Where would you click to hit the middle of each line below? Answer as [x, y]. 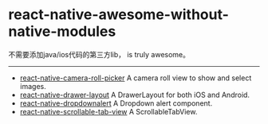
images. [33, 86]
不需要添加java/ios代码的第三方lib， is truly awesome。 [99, 54]
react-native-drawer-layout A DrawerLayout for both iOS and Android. [134, 95]
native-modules [62, 31]
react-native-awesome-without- [119, 15]
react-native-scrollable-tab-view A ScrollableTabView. [108, 111]
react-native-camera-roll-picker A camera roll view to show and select [136, 78]
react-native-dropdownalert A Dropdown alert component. [116, 103]
